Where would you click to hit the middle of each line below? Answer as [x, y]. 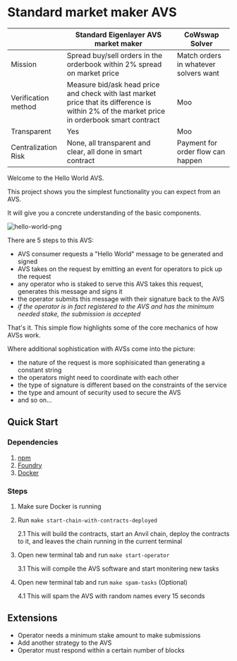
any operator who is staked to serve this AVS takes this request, [110, 284]
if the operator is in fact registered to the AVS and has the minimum [116, 306]
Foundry [30, 465]
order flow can [201, 151]
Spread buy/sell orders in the [115, 55]
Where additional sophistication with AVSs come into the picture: [102, 349]
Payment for [197, 143]
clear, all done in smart [104, 151]
